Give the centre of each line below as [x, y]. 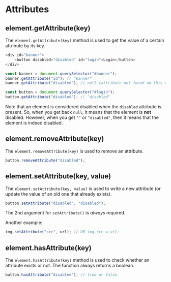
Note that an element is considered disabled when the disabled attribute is [83, 107]
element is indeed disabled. [34, 123]
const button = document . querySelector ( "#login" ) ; [60, 92]
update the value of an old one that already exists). [59, 194]
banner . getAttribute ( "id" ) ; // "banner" [49, 78]
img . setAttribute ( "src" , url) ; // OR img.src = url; [62, 232]
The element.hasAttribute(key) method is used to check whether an [77, 260]
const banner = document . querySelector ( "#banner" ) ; [61, 74]
